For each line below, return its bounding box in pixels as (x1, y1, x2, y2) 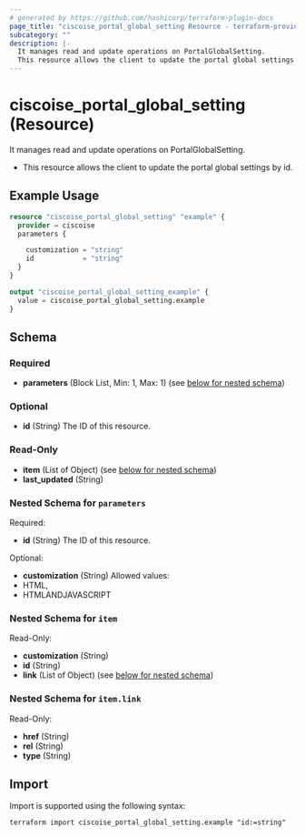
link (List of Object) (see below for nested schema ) (22, 670, 214, 680)
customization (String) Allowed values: (22, 570, 170, 581)
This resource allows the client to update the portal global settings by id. (22, 161, 293, 173)
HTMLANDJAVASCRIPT (22, 589, 112, 600)
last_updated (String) (22, 474, 104, 485)
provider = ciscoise (17, 220, 95, 230)
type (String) (22, 750, 72, 760)
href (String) (22, 730, 70, 741)
